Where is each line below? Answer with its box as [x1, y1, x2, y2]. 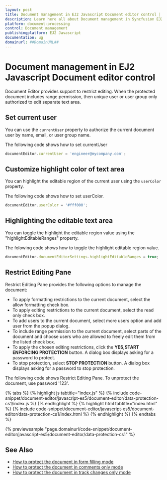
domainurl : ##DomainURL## [5, 40, 59, 45]
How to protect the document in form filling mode [12, 459, 114, 465]
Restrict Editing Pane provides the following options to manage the [5, 281, 142, 287]
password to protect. [12, 354, 56, 360]
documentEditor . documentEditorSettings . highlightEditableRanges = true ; [5, 254, 159, 259]
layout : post [5, 7, 32, 12]
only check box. [12, 312, 46, 318]
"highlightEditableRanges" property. [5, 235, 79, 241]
